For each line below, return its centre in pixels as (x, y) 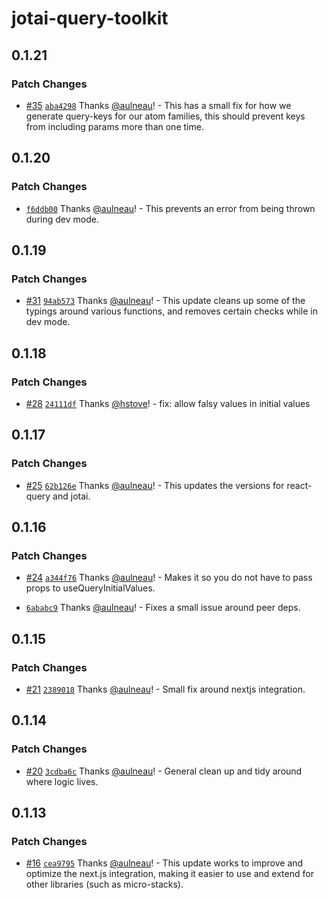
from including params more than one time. (114, 126)
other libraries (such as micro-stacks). (104, 884)
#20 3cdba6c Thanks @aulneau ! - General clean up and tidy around (164, 771)
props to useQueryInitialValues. (90, 588)
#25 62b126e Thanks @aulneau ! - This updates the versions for (155, 485)
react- (299, 485)
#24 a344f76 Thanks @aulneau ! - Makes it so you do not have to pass (169, 578)
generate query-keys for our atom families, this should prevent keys (165, 116)
